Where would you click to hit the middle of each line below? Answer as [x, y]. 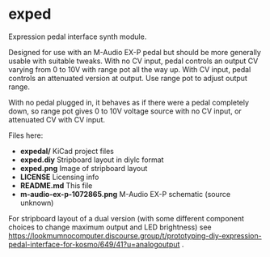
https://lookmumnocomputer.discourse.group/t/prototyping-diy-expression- [135, 235]
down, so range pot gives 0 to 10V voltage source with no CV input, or [125, 111]
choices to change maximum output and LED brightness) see [110, 227]
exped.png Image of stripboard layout [84, 168]
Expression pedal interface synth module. [78, 36]
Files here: [26, 135]
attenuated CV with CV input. [57, 119]
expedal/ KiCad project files [67, 151]
